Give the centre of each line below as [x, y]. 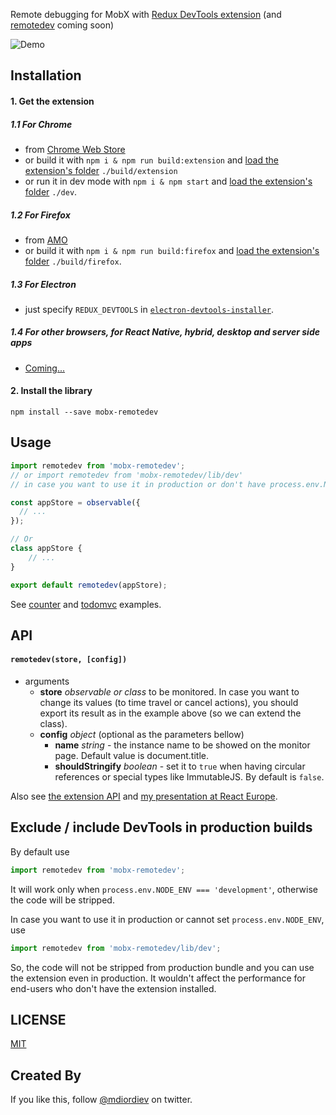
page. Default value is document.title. [131, 756]
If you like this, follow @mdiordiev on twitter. [101, 1100]
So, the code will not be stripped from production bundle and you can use [162, 967]
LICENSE [38, 1020]
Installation [46, 75]
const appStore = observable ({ [75, 502]
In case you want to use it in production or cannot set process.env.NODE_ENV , [167, 919]
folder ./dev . [51, 191]
